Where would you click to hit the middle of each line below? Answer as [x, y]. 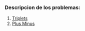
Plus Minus [23, 23]
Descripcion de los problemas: [42, 7]
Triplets [20, 18]
